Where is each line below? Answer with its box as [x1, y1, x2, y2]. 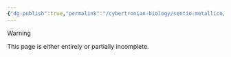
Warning [7, 29, 31, 37]
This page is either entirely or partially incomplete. [7, 42, 149, 50]
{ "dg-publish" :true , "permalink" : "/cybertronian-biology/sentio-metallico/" [7, 10, 229, 17]
